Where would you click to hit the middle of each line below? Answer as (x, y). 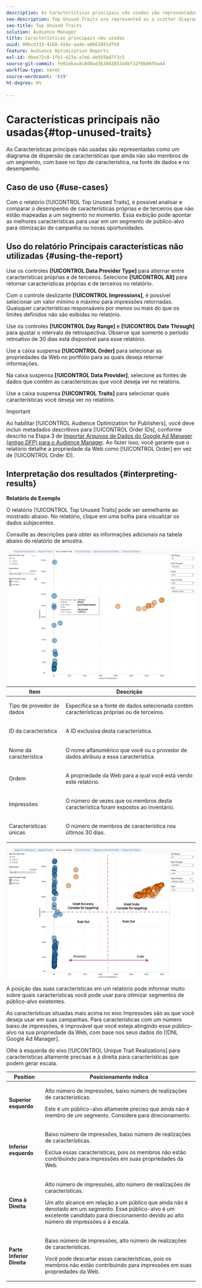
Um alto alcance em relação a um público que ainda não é (116, 1202)
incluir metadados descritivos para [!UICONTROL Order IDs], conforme (94, 429)
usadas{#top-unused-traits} (79, 132)
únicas (17, 832)
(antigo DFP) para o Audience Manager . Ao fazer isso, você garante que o (98, 442)
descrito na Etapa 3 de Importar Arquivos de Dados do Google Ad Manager (99, 436)
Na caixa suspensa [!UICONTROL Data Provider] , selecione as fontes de (96, 375)
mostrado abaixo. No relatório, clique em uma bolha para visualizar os (93, 516)
